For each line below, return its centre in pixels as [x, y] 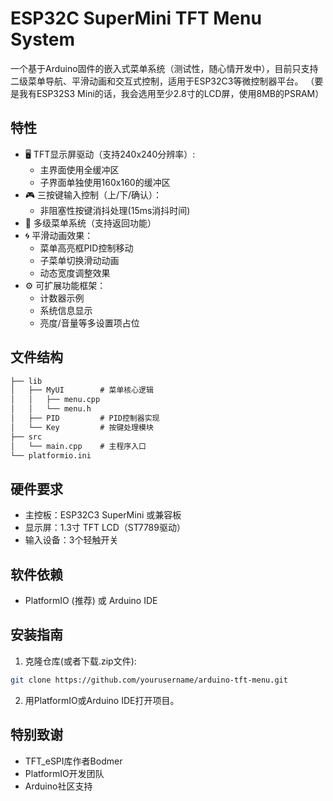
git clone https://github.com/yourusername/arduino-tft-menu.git [149, 680]
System [43, 39]
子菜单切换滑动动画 [79, 260]
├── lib [26, 381]
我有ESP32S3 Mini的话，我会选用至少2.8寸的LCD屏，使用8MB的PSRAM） [171, 93]
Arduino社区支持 [58, 786]
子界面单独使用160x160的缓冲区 [105, 182]
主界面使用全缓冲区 [79, 169]
